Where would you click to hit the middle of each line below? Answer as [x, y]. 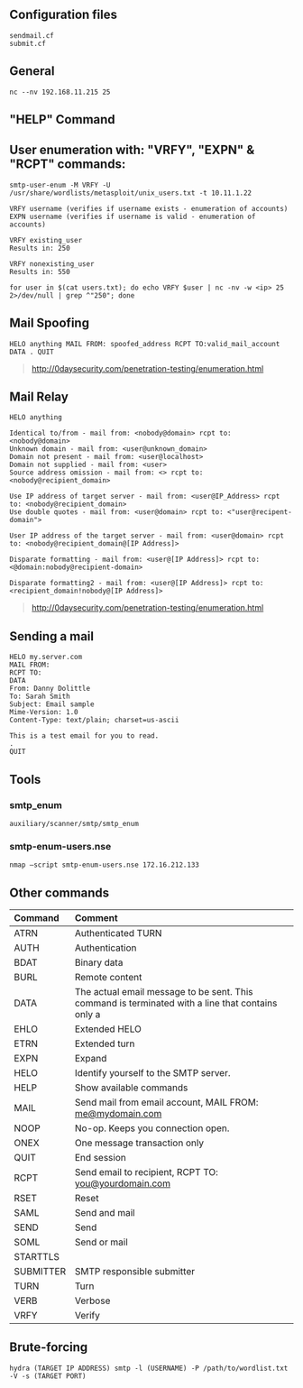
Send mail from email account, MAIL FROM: [166, 1102]
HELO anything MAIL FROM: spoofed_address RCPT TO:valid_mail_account [145, 344]
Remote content [108, 978]
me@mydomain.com [118, 1114]
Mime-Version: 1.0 [44, 712]
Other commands [60, 892]
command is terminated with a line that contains [176, 1003]
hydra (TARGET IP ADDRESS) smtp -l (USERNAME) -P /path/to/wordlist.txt [149, 1368]
